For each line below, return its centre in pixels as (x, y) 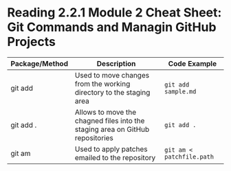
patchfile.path (189, 157)
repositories (94, 137)
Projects (32, 42)
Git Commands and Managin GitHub (112, 27)
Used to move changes (112, 75)
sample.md (180, 91)
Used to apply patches (111, 149)
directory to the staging (112, 92)
